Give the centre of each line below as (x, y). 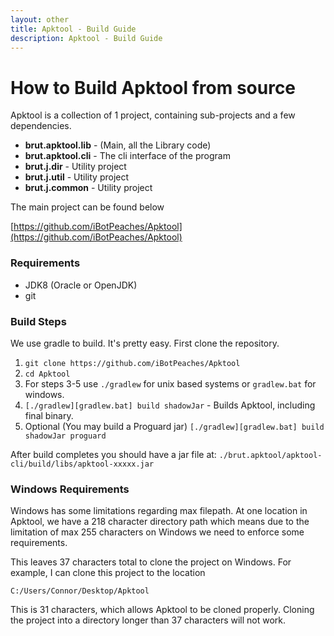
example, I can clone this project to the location (108, 573)
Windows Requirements (70, 489)
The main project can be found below (87, 207)
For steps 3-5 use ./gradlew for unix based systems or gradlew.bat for (170, 383)
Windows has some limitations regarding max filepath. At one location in (159, 511)
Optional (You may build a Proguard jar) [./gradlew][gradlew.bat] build (174, 426)
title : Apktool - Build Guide (73, 29)
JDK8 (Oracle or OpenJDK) (81, 285)
